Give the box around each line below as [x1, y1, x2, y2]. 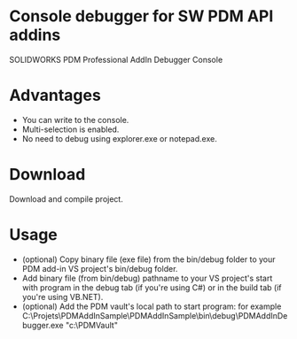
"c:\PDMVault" [65, 320, 118, 330]
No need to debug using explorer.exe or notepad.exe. [21, 133, 217, 143]
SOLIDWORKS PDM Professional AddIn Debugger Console [9, 54, 223, 65]
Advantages [9, 86, 102, 105]
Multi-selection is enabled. [21, 124, 120, 135]
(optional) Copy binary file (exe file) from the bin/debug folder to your [21, 254, 277, 265]
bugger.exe [21, 320, 64, 330]
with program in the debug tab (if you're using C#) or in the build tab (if [21, 281, 282, 293]
